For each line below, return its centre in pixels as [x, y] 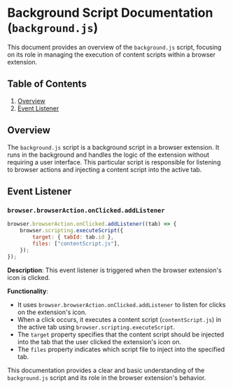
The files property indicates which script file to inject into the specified [121, 349]
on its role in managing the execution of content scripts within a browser [111, 55]
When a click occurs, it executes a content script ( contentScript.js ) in [119, 319]
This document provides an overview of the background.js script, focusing [114, 47]
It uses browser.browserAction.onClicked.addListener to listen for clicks [121, 304]
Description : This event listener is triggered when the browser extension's [114, 270]
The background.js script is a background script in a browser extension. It [113, 147]
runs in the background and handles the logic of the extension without [108, 155]
